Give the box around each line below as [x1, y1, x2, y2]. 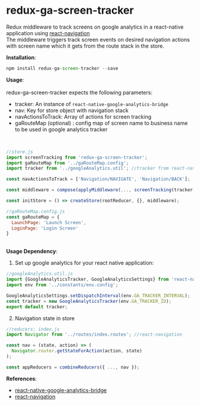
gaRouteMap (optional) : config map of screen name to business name [14, 119, 188, 126]
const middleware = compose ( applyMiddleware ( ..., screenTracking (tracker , [6, 187, 196, 193]
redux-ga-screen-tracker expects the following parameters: [6, 89, 153, 96]
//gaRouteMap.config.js [6, 208, 65, 215]
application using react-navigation [6, 29, 90, 36]
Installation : [6, 54, 36, 61]
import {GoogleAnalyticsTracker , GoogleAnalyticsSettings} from [6, 277, 169, 283]
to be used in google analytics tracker [14, 126, 108, 133]
